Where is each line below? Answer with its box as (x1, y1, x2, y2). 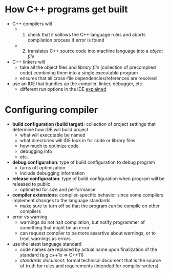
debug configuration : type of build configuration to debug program (12, 159, 155, 165)
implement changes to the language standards (12, 197, 111, 203)
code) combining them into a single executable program (19, 69, 138, 75)
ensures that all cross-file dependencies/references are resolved (19, 75, 157, 81)
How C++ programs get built (5, 4, 129, 15)
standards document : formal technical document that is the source (19, 257, 161, 263)
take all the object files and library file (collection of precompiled (19, 64, 156, 70)
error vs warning (12, 213, 48, 220)
